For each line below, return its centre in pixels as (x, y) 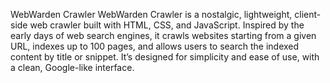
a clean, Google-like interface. (72, 67)
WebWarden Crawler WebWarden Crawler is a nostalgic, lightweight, (151, 14)
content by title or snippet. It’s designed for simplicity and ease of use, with (165, 57)
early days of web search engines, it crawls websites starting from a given (163, 35)
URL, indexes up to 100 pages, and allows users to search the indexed (155, 46)
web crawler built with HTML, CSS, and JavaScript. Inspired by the (167, 25)
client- (308, 14)
